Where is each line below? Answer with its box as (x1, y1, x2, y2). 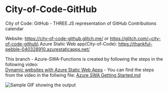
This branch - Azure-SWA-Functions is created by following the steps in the (5, 56, 163, 62)
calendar (5, 25, 24, 31)
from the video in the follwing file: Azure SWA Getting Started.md (5, 72, 141, 78)
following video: (5, 61, 39, 67)
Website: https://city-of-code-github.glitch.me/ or (5, 35, 109, 41)
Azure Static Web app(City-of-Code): (39, 40, 117, 46)
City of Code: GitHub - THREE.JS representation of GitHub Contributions (5, 20, 157, 26)
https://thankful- (118, 40, 153, 46)
